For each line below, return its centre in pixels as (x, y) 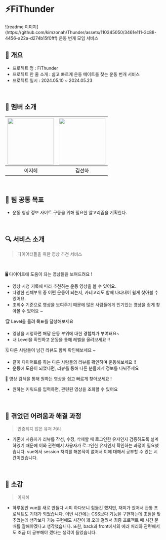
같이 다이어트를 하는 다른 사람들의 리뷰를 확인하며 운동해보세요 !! (74, 362)
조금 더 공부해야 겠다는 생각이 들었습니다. (57, 532)
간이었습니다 (24, 458)
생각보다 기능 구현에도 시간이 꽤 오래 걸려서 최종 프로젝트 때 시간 (91, 520)
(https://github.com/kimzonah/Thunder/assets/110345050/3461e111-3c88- (81, 32)
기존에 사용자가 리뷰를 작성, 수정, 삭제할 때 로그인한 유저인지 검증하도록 (81, 439)
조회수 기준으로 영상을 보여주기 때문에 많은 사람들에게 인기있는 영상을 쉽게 (83, 305)
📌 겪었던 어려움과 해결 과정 (43, 416)
